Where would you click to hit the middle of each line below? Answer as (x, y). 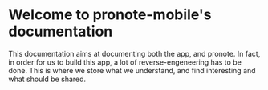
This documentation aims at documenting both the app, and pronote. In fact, (134, 53)
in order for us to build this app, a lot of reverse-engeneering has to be (125, 62)
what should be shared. (47, 79)
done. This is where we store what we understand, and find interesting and (132, 70)
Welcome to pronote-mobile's (110, 15)
